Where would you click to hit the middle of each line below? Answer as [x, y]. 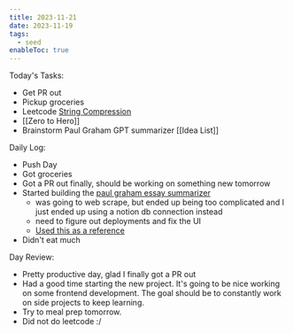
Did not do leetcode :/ [62, 322]
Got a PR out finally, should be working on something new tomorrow [146, 183]
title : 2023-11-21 [43, 17]
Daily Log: [27, 148]
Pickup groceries [53, 102]
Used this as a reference [80, 230]
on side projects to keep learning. [83, 303]
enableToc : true [39, 50]
